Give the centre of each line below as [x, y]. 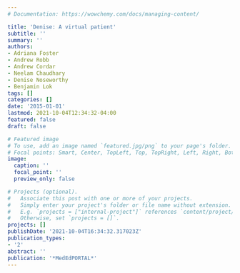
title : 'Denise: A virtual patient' [62, 27]
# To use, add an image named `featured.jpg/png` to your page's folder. [120, 146]
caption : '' [32, 166]
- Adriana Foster [33, 53]
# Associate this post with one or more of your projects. [100, 198]
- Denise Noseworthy [38, 80]
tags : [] [20, 93]
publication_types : [36, 238]
